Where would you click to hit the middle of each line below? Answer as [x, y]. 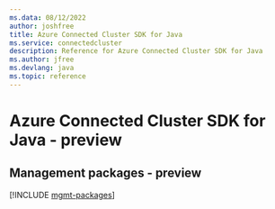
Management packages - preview [106, 173]
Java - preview [66, 140]
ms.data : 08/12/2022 [48, 18]
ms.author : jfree [42, 59]
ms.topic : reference [48, 77]
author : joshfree [42, 26]
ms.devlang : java [42, 68]
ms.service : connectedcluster [66, 43]
